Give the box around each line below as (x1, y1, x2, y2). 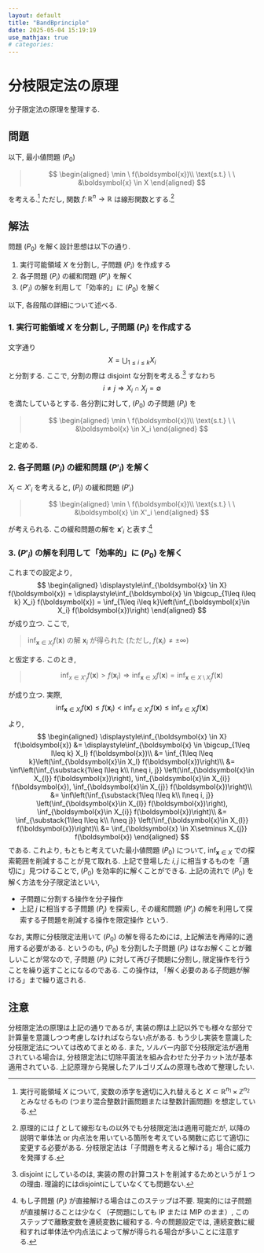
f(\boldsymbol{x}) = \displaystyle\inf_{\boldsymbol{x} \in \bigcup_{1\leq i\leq (8, 589, 256, 599)
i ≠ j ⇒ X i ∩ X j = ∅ (102, 383, 162, 395)
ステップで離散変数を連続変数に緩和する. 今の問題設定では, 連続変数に (19, 1217, 248, 1226)
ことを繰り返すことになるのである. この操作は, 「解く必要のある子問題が (8, 965, 244, 975)
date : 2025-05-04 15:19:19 (8, 26, 97, 34)
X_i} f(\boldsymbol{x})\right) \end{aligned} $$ (57, 606, 207, 615)
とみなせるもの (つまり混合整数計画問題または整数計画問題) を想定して (19, 1096, 249, 1106)
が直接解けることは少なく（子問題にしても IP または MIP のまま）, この (19, 1207, 250, 1216)
